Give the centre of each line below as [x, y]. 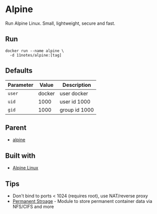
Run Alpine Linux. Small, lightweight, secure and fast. [60, 23]
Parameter [21, 85]
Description [77, 85]
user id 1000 [75, 101]
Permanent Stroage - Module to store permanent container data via [82, 201]
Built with [20, 156]
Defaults [19, 71]
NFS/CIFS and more [33, 206]
